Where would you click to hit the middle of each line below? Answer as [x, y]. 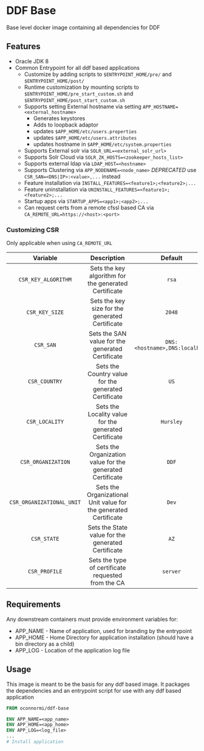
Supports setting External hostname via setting [83, 106]
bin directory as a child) [45, 644]
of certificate [107, 568]
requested [108, 575]
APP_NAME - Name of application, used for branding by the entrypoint [104, 631]
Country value [107, 374]
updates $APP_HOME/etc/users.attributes [85, 137]
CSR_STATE [45, 539]
